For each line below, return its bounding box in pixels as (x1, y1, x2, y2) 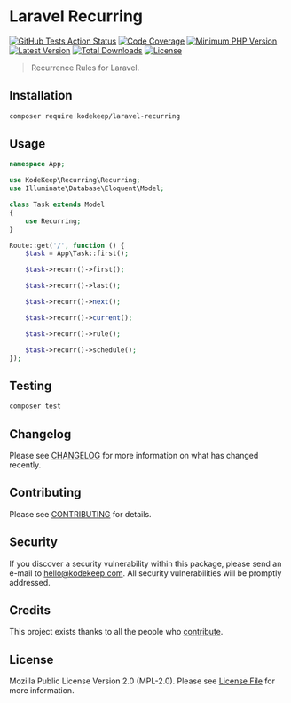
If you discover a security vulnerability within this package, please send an (9, 558, 282, 569)
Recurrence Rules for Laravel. (30, 62, 140, 73)
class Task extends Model (9, 200, 105, 210)
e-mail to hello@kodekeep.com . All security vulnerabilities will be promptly (9, 567, 282, 579)
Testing (9, 378, 52, 393)
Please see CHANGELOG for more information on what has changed (9, 450, 259, 460)
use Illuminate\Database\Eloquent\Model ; (9, 184, 165, 193)
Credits (9, 603, 51, 618)
